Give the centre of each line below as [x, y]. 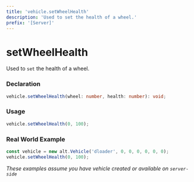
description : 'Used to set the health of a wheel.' [71, 17]
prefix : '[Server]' [30, 23]
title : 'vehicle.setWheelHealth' [48, 12]
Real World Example [36, 139]
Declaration [23, 84]
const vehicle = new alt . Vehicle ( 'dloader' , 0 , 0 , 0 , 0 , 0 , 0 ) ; [88, 151]
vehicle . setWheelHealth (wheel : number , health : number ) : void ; [86, 96]
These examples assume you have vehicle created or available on [87, 168]
